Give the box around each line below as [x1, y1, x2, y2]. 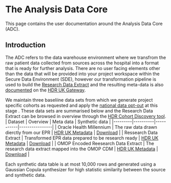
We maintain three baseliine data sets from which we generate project [5, 97, 153, 103]
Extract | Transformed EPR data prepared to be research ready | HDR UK [5, 134, 159, 141]
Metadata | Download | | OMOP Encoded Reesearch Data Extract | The [5, 140, 155, 146]
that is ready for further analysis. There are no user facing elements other [5, 65, 160, 71]
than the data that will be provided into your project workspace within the [5, 71, 160, 77]
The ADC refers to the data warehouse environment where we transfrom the [5, 54, 166, 60]
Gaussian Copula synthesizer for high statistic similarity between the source [5, 166, 166, 172]
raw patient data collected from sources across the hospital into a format [5, 60, 159, 66]
